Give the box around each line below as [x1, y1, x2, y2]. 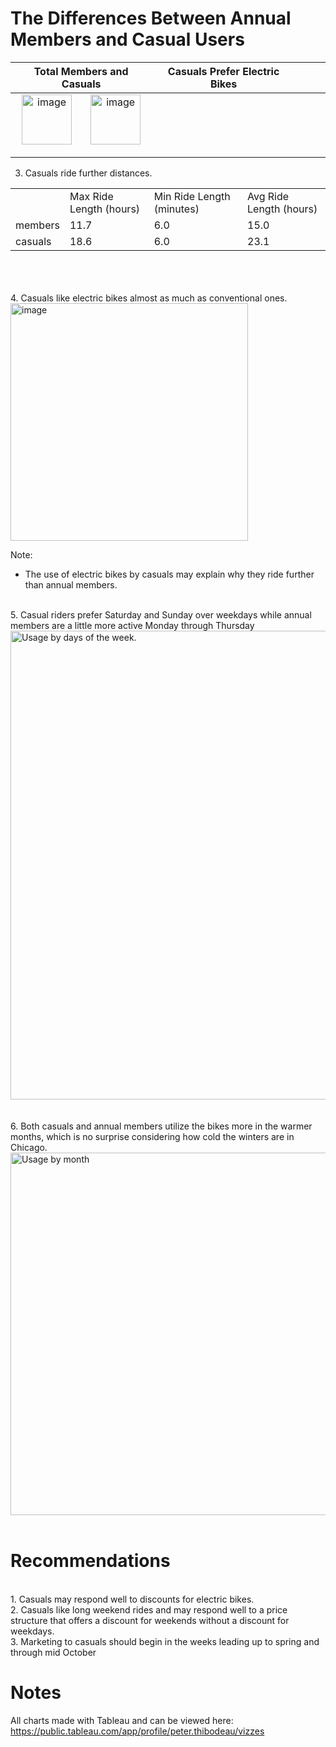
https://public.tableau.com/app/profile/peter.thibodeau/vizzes [10, 1725, 265, 1737]
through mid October [10, 1646, 97, 1658]
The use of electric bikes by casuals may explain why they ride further [24, 568, 315, 580]
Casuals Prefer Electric [167, 64, 280, 78]
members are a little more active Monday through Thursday [10, 619, 255, 631]
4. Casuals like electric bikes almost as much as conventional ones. [10, 292, 288, 304]
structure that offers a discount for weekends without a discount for [10, 1614, 290, 1626]
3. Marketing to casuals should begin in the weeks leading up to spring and [10, 1635, 320, 1647]
